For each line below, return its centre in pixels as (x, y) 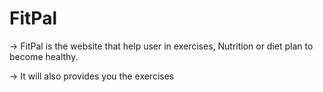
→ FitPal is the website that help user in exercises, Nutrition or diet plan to (161, 46)
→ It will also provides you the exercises (92, 76)
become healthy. (44, 56)
